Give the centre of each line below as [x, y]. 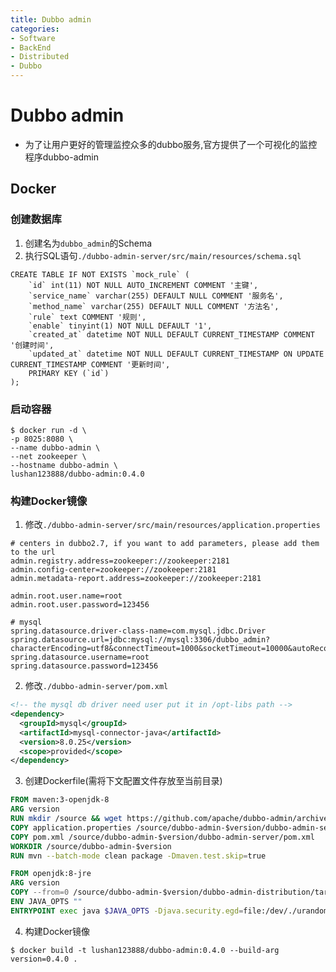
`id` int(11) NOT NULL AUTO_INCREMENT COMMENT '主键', [143, 285]
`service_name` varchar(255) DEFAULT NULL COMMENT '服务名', [156, 296]
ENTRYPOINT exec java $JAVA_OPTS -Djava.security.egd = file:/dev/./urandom [169, 911]
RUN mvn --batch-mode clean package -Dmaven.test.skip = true [138, 856]
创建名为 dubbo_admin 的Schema [88, 243]
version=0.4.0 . [44, 959]
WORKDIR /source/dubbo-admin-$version [91, 846]
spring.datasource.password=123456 [84, 666]
